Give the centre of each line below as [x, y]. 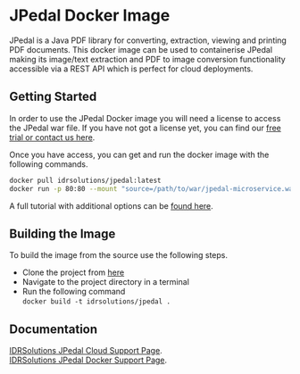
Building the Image [62, 233]
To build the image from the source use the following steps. [118, 255]
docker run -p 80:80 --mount [63, 188]
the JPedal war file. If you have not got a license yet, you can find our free [145, 128]
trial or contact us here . [52, 137]
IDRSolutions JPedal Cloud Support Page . [86, 351]
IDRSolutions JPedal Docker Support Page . [88, 360]
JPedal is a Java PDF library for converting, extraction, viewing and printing [148, 40]
